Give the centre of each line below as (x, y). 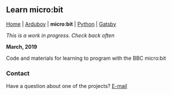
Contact (18, 73)
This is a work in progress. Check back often (60, 35)
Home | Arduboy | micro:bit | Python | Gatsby (61, 24)
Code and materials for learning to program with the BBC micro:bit (86, 58)
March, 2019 (22, 46)
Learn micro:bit (35, 10)
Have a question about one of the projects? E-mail (67, 86)
